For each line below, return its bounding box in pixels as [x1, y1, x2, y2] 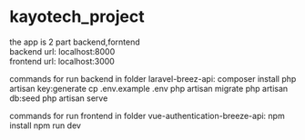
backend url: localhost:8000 [9, 45, 116, 56]
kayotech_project [9, 6, 145, 27]
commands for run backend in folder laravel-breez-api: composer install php [9, 73, 297, 84]
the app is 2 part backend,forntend [9, 36, 141, 47]
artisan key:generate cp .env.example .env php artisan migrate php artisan [9, 83, 289, 94]
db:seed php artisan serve [9, 93, 108, 104]
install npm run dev [9, 120, 82, 131]
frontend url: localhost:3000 [9, 55, 116, 66]
